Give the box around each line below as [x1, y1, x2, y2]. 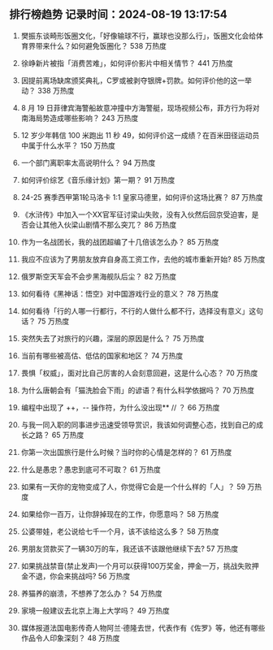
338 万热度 [37, 85, 75, 95]
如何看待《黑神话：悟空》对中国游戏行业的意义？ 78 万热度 [20, 288, 219, 298]
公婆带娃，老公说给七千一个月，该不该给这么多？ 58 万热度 [20, 526, 219, 536]
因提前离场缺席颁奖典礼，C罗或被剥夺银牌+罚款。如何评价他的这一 [20, 76, 245, 85]
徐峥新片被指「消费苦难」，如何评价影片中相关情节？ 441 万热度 [20, 58, 234, 67]
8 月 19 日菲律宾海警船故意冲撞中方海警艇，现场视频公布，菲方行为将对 [20, 102, 260, 112]
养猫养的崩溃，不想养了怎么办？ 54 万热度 [20, 588, 163, 598]
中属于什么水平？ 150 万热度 [20, 141, 116, 150]
